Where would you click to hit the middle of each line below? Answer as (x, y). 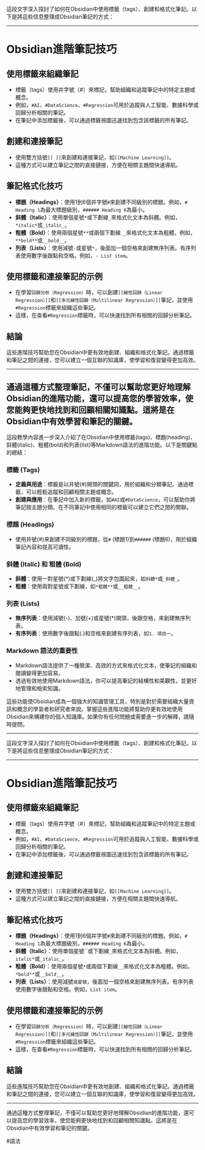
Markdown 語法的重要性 (42, 651)
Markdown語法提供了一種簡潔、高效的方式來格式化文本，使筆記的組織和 (106, 665)
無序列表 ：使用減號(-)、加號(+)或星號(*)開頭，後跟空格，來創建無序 (100, 618)
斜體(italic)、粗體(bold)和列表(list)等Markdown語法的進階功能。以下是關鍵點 (102, 445)
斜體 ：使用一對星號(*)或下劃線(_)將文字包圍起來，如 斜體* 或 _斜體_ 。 (99, 578)
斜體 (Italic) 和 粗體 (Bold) (44, 564)
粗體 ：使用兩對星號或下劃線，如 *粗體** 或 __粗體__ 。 (79, 586)
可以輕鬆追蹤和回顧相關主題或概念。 (71, 492)
